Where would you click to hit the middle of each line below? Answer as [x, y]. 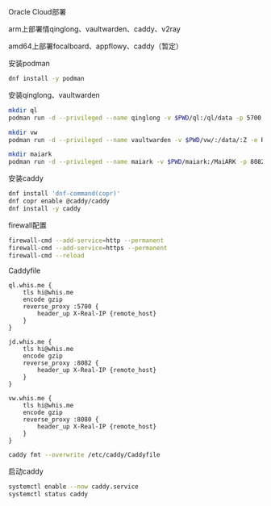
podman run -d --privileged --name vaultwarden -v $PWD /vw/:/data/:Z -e [133, 140]
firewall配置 [27, 225]
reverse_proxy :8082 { [61, 363]
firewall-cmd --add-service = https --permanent [88, 248]
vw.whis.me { [30, 399]
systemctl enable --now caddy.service [73, 487]
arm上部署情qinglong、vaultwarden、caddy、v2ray [95, 29]
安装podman [29, 63]
